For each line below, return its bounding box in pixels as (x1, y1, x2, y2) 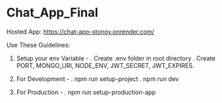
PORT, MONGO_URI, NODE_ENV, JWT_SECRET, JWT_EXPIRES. (16, 61, 195, 69)
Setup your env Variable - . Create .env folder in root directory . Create (16, 54, 216, 62)
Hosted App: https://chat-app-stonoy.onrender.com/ (6, 27, 155, 36)
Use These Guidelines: (6, 41, 71, 49)
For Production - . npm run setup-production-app (16, 88, 156, 96)
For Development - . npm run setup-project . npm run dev (16, 74, 180, 83)
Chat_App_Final (6, 5, 99, 21)
